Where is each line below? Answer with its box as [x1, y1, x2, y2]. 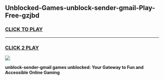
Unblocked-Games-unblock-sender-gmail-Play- [5, 4, 155, 12]
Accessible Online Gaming [5, 69, 60, 75]
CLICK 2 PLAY [5, 44, 39, 51]
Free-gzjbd [5, 12, 40, 20]
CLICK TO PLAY [5, 26, 43, 33]
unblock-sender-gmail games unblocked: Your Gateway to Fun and [5, 64, 144, 70]
